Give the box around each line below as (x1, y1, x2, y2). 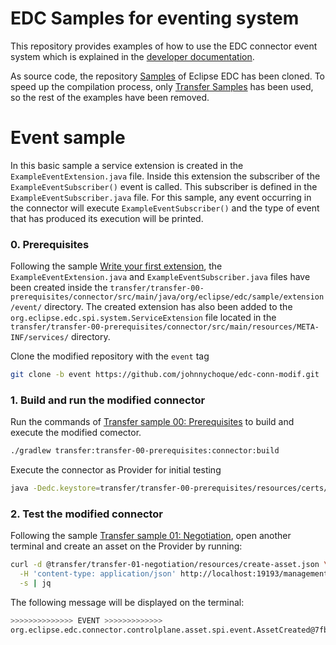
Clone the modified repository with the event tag (10, 350, 210, 362)
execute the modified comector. (10, 427, 142, 439)
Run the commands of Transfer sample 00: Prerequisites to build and (10, 416, 295, 428)
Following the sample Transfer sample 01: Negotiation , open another (10, 530, 292, 542)
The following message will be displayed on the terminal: (10, 597, 245, 609)
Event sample (10, 127, 126, 149)
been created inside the (10, 282, 108, 294)
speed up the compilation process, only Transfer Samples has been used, (10, 80, 314, 92)
